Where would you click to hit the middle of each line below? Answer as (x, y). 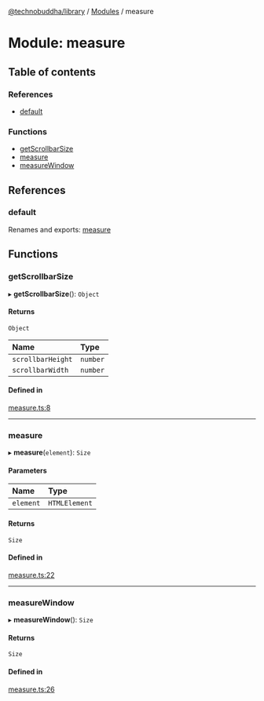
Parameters (27, 470)
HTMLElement (70, 503)
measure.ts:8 (29, 407)
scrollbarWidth (40, 370)
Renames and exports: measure (60, 229)
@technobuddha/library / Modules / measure (81, 11)
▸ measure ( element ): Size (49, 453)
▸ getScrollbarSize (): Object (54, 294)
